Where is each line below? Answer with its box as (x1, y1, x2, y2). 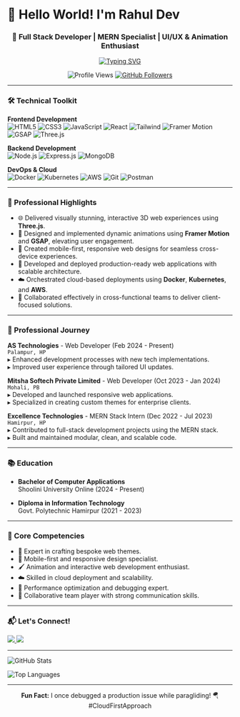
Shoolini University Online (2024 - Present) (17, 485, 145, 493)
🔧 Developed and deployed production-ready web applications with (17, 260, 217, 269)
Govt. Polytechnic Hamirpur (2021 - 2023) (17, 506, 142, 515)
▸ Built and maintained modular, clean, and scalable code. (7, 433, 177, 442)
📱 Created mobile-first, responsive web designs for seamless (17, 244, 199, 253)
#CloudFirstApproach (88, 701, 152, 710)
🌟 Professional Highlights (7, 197, 97, 207)
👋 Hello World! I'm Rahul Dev (7, 6, 180, 23)
